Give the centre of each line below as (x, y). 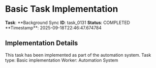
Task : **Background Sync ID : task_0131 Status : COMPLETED (68, 23)
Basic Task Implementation (62, 9)
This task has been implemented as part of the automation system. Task (78, 55)
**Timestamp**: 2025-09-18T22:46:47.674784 (53, 27)
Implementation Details (42, 43)
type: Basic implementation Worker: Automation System (62, 60)
